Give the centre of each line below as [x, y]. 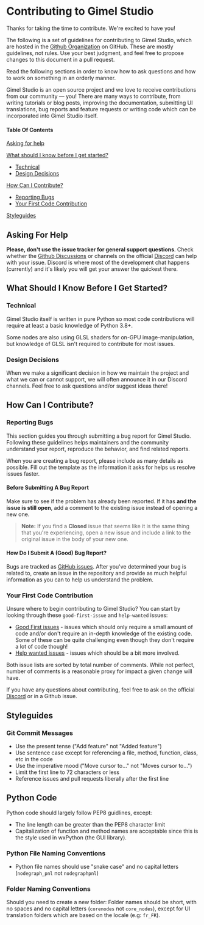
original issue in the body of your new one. [75, 539]
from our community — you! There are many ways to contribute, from [93, 96]
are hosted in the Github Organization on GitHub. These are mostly [90, 46]
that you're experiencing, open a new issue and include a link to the [106, 533]
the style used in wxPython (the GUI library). [71, 837]
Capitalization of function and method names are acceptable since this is [107, 831]
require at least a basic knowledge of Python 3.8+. [69, 325]
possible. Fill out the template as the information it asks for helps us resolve [101, 467]
